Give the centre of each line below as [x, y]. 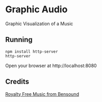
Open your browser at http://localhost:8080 [51, 66]
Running [19, 40]
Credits [17, 82]
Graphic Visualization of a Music [39, 24]
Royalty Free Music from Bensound [42, 94]
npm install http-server [32, 52]
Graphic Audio [36, 9]
